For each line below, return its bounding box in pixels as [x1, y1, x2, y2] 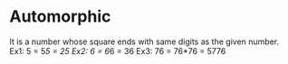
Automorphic [9, 6, 111, 27]
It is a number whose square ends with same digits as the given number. [9, 36, 279, 47]
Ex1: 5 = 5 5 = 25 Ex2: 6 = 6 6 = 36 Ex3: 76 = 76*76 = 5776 [9, 45, 226, 56]
